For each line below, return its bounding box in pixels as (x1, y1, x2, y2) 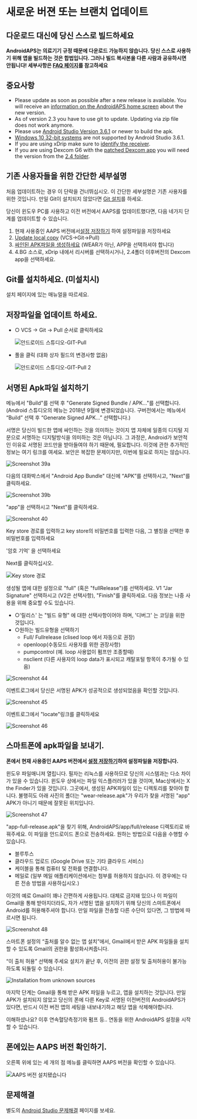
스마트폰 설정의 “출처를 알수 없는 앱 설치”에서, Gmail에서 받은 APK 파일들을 (6, 938, 178, 945)
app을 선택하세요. (14, 256, 56, 263)
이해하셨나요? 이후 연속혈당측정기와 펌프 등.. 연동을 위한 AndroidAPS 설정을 (6, 1016, 180, 1023)
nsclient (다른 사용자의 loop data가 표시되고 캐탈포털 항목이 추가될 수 (23, 656, 183, 663)
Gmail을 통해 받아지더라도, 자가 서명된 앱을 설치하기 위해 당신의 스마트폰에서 (6, 899, 181, 906)
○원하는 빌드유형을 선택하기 (14, 626, 80, 633)
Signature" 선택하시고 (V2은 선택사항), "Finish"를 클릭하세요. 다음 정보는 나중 (6, 592, 185, 599)
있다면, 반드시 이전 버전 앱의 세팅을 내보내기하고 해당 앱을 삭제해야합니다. (6, 1003, 174, 1011)
